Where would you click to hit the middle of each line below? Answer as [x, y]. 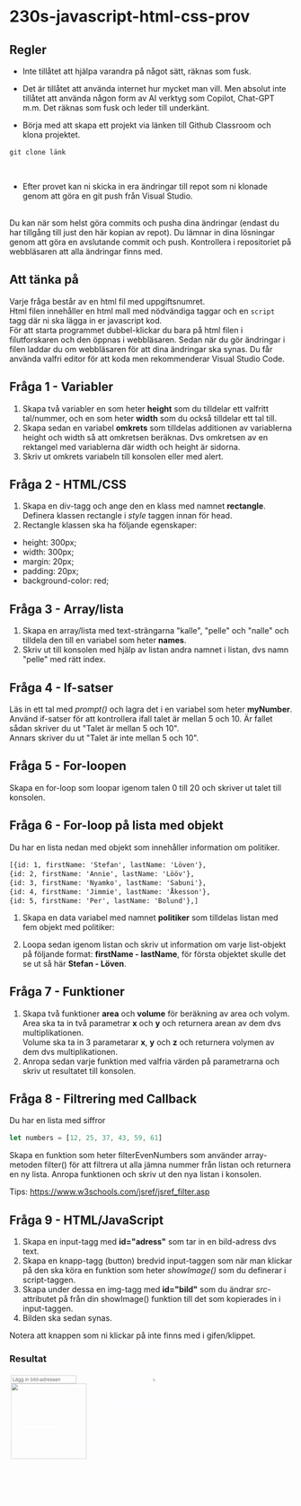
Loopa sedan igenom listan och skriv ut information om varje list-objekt [154, 944]
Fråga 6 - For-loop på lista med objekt [116, 825]
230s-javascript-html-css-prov [129, 17]
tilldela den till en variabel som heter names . [104, 641]
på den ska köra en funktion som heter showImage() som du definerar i [154, 1270]
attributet [39, 1299]
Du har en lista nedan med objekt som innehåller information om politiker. [145, 847]
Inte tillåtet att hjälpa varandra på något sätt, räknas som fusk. [137, 71]
